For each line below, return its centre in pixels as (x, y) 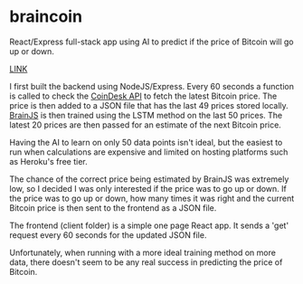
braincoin (46, 17)
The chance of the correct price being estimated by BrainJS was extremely (149, 179)
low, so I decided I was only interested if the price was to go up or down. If (148, 188)
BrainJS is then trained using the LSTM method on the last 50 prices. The (146, 115)
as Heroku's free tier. (48, 161)
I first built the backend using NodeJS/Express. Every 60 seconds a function (151, 86)
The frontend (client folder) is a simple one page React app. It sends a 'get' (149, 225)
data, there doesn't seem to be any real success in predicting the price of (146, 262)
